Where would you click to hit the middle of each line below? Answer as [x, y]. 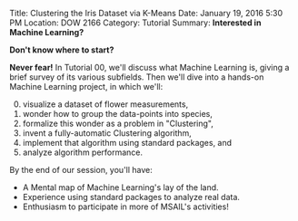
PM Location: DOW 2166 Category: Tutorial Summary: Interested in [135, 23]
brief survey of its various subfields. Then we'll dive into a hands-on [137, 77]
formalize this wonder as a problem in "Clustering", [118, 123]
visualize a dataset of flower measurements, [105, 104]
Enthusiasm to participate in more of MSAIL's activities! [125, 207]
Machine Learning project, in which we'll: [86, 86]
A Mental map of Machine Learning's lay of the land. [121, 187]
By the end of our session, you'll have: [81, 170]
